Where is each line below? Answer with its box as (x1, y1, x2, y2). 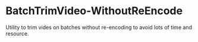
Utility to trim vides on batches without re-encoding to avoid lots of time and (5, 24, 193, 31)
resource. (5, 30, 29, 37)
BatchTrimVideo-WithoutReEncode (5, 4, 183, 18)
